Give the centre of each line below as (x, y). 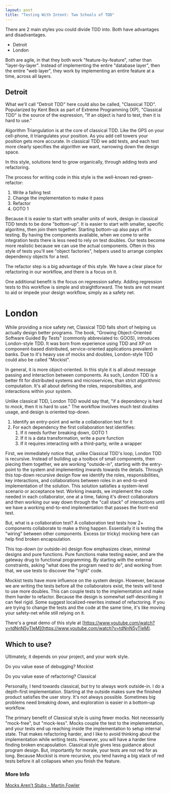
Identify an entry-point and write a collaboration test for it (73, 422)
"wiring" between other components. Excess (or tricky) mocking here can (82, 534)
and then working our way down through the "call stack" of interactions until (85, 502)
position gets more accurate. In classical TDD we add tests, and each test (82, 141)
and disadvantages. (26, 35)
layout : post (19, 10)
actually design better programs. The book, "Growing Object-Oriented (78, 333)
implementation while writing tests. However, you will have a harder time (81, 739)
